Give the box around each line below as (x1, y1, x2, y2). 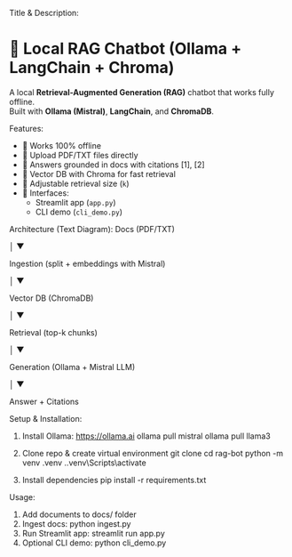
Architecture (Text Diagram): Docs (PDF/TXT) (9, 223, 176, 234)
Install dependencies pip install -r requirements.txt (21, 474, 207, 485)
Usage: (9, 491, 36, 502)
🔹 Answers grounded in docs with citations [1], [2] (21, 159, 206, 170)
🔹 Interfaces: (21, 187, 69, 198)
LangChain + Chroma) (9, 58, 175, 78)
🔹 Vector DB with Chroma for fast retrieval (21, 168, 176, 179)
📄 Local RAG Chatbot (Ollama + (9, 39, 242, 59)
